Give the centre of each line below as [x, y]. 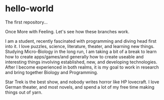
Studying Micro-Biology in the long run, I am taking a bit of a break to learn [81, 51]
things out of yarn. [24, 92]
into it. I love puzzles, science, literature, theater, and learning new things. [80, 46]
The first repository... [26, 22]
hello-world [30, 9]
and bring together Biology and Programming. [52, 72]
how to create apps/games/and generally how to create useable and [74, 56]
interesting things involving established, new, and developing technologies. [81, 62]
